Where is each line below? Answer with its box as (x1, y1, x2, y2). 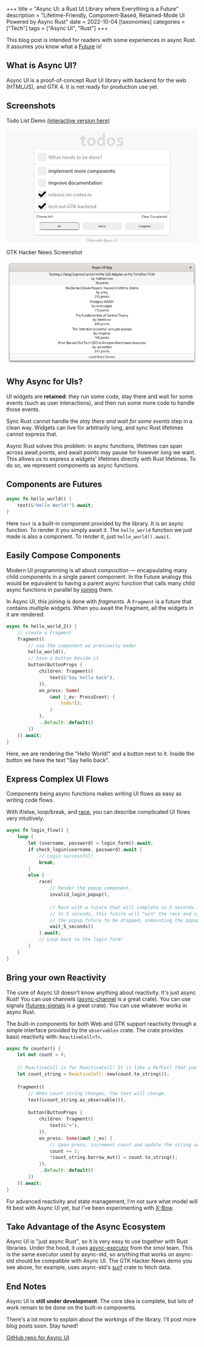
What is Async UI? (6, 60, 77, 71)
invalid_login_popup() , (49, 892, 110, 898)
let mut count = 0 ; (17, 1052, 67, 1058)
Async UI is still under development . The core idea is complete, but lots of (6, 1298, 194, 1305)
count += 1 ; (49, 1148, 80, 1154)
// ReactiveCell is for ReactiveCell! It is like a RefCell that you (17, 1065, 197, 1071)
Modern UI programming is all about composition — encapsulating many (6, 566, 188, 574)
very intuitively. (6, 815, 44, 822)
